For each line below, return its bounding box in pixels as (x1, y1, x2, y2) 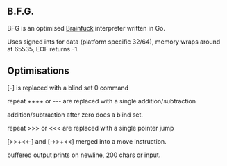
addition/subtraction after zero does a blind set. (7, 110, 144, 119)
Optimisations (7, 65, 69, 77)
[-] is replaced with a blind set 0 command (7, 83, 129, 92)
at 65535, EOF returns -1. (7, 44, 79, 53)
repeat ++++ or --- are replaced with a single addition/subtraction (7, 97, 196, 105)
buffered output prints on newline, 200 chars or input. (7, 151, 161, 159)
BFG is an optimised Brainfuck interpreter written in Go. (7, 24, 165, 32)
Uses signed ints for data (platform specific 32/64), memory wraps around (7, 38, 221, 46)
